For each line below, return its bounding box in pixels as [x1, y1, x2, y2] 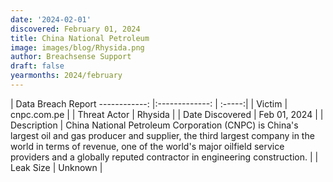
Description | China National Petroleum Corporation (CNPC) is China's [10, 119, 299, 131]
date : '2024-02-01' [10, 14, 92, 25]
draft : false [10, 61, 65, 71]
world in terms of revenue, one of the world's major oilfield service [10, 140, 285, 152]
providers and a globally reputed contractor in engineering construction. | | [10, 151, 319, 163]
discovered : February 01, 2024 [10, 24, 141, 34]
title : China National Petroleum [10, 33, 150, 43]
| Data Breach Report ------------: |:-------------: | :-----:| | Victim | [10, 97, 288, 110]
